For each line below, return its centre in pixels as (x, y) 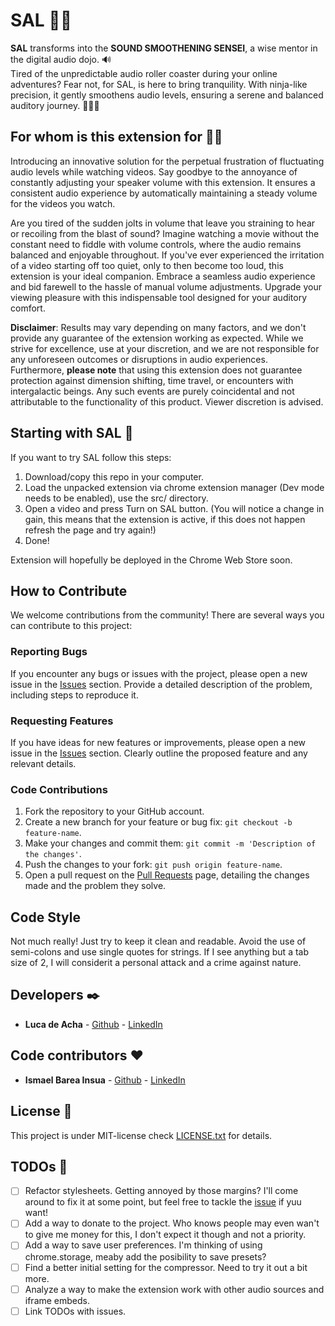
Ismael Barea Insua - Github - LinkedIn (105, 1080)
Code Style (45, 917)
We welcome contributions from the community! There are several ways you (167, 615)
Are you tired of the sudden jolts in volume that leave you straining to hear (163, 223)
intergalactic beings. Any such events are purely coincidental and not (152, 391)
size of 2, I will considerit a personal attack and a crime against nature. (156, 963)
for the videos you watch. (63, 203)
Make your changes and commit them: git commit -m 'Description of (170, 843)
